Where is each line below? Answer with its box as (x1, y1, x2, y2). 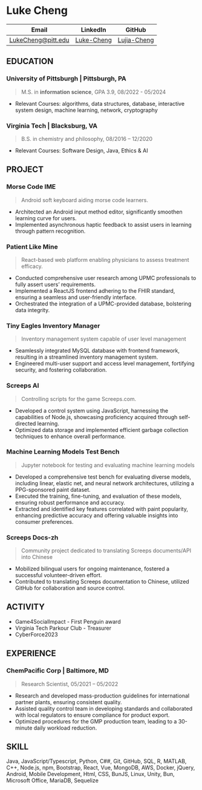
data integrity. (15, 306, 50, 313)
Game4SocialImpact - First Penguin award (15, 618, 121, 625)
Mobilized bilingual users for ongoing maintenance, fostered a (15, 565, 170, 572)
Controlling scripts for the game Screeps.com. (21, 395, 137, 402)
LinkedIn (80, 25, 106, 34)
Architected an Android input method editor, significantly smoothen (15, 208, 183, 215)
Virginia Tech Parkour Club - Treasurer (15, 624, 112, 632)
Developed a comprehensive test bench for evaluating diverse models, (15, 473, 192, 480)
